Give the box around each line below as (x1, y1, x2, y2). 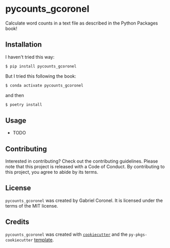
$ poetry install (5, 102, 42, 107)
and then (5, 92, 24, 98)
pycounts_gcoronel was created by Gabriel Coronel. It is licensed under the (5, 197, 163, 204)
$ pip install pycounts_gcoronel (5, 63, 77, 69)
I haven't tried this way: (5, 54, 55, 60)
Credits (5, 218, 30, 227)
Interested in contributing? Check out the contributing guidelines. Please (5, 158, 158, 164)
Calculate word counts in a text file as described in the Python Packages (5, 20, 158, 26)
